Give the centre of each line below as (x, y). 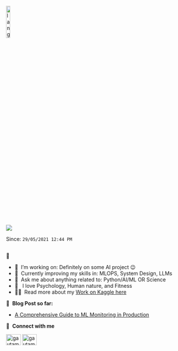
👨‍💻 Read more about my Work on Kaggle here (70, 292)
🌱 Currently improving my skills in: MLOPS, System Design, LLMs (93, 273)
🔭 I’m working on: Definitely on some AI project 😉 (75, 267)
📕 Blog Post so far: (30, 304)
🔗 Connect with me (30, 326)
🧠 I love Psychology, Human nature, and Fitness (73, 286)
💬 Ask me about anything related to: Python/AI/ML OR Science (90, 280)
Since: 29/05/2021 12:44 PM (39, 239)
